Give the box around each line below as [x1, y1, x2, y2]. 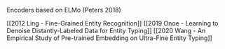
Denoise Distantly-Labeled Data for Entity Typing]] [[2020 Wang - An [6, 27, 206, 35]
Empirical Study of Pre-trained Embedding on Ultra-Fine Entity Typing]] [6, 34, 213, 42]
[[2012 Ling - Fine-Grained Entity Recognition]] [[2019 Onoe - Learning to [6, 19, 219, 27]
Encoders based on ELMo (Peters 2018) [6, 6, 122, 14]
